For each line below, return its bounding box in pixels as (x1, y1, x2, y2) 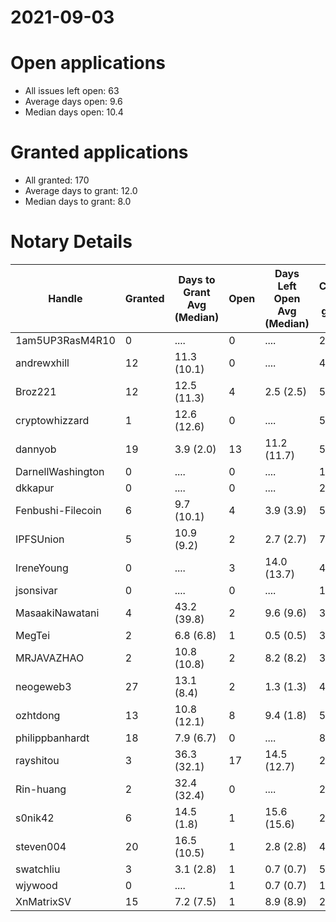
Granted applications (10, 141, 189, 164)
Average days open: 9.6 (24, 96, 123, 108)
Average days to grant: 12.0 (24, 185, 138, 197)
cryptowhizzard (15, 414, 90, 427)
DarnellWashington (15, 465, 105, 478)
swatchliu (15, 862, 61, 876)
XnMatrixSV (15, 895, 72, 908)
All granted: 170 (24, 174, 90, 186)
